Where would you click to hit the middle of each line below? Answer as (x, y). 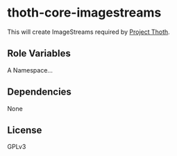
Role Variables (39, 53)
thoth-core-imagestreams (84, 13)
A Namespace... (30, 70)
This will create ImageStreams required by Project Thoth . (88, 32)
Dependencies (39, 92)
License (25, 130)
